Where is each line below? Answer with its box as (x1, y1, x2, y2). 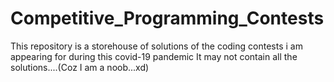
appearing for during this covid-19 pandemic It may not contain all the (10, 50, 298, 62)
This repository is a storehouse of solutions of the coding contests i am (10, 40, 303, 52)
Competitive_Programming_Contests (10, 7, 325, 30)
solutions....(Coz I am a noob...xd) (10, 61, 150, 73)
